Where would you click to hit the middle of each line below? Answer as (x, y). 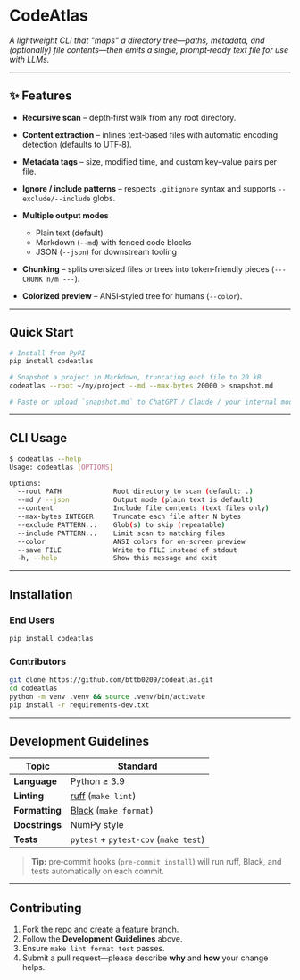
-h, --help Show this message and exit (117, 558)
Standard (137, 766)
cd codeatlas (33, 688)
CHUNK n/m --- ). (51, 278)
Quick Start (42, 332)
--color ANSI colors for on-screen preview (131, 541)
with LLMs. (29, 59)
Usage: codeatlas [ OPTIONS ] (62, 467)
